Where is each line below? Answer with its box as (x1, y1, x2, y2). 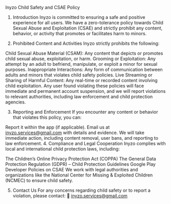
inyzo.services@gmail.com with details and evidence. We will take (5, 130, 144, 136)
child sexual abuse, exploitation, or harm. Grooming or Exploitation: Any (5, 56, 156, 62)
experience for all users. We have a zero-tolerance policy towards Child (12, 20, 163, 25)
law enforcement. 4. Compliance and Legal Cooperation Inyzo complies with (5, 140, 166, 146)
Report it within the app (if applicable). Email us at (5, 124, 110, 130)
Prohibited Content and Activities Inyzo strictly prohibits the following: (12, 40, 160, 46)
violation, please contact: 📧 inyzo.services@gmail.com (12, 193, 128, 198)
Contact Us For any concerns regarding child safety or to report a (12, 187, 151, 193)
